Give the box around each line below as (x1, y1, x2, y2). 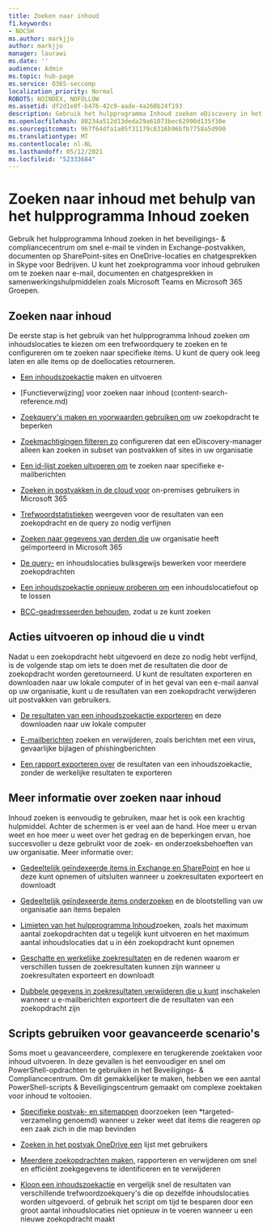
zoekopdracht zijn (19, 1003, 81, 1013)
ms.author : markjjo (8, 34, 74, 43)
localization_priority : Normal (8, 87, 114, 96)
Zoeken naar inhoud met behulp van (8, 190, 256, 208)
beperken (19, 421, 53, 430)
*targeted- (198, 1107, 235, 1117)
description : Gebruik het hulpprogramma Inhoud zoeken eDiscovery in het (8, 110, 263, 118)
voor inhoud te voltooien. (8, 1091, 91, 1101)
